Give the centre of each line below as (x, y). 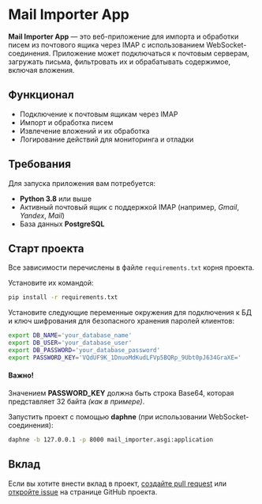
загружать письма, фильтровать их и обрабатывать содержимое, (120, 62)
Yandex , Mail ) (42, 215)
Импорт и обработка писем (66, 122)
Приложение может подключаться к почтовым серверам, (151, 53)
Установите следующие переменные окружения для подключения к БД (130, 313)
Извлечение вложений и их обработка (84, 131)
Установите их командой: (51, 283)
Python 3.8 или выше (56, 199)
